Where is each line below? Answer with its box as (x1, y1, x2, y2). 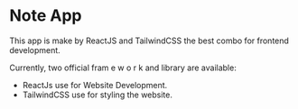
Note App (9, 5, 83, 26)
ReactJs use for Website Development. (22, 79, 168, 90)
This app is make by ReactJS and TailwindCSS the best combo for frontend (9, 35, 289, 46)
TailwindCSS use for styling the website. (22, 89, 173, 100)
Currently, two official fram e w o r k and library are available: (9, 62, 237, 73)
